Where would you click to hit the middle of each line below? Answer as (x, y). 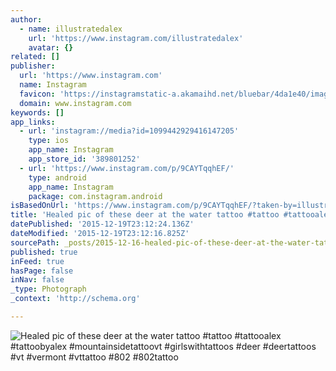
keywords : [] (37, 112)
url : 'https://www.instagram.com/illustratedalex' (136, 38)
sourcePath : (35, 242)
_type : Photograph (48, 289)
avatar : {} (51, 47)
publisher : (33, 66)
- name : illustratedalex (71, 29)
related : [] (35, 57)
